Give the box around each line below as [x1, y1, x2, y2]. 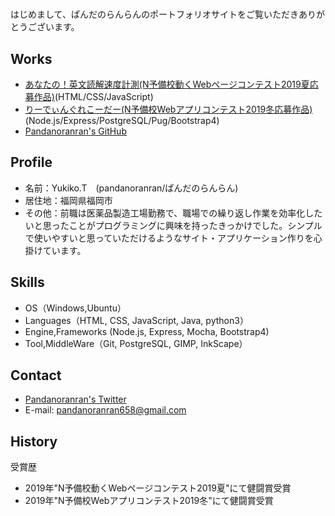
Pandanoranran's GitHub [24, 125, 127, 137]
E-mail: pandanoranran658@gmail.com [24, 404, 187, 416]
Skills [10, 274, 45, 291]
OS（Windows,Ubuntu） [24, 302, 127, 314]
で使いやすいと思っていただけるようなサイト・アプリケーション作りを [24, 232, 314, 244]
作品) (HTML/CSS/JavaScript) [33, 91, 154, 102]
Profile [10, 154, 53, 171]
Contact [10, 367, 62, 384]
